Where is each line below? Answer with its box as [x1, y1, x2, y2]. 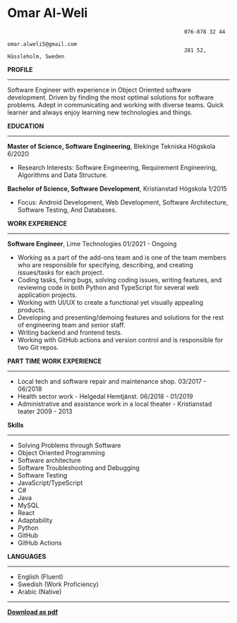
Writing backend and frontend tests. [17, 328, 123, 337]
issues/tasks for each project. [17, 268, 104, 277]
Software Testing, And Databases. [17, 205, 117, 214]
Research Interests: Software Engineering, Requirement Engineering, [17, 163, 217, 171]
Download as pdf [7, 607, 59, 616]
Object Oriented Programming [17, 448, 106, 456]
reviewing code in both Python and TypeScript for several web [17, 283, 200, 291]
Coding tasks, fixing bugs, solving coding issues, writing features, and [17, 275, 222, 284]
